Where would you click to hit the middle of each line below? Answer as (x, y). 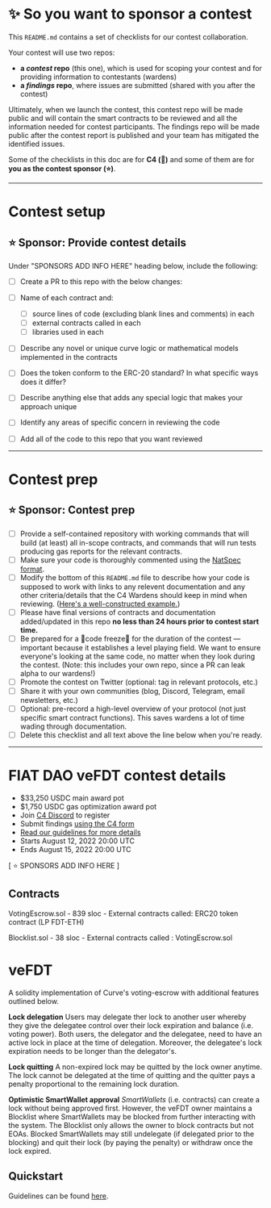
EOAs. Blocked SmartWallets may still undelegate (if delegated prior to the (131, 1134)
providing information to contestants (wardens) (98, 77)
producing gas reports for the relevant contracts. (101, 551)
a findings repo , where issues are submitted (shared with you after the (138, 85)
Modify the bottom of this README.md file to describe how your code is (135, 577)
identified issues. (37, 144)
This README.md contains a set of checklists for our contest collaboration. (128, 36)
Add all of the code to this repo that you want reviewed (111, 439)
